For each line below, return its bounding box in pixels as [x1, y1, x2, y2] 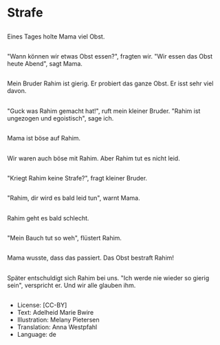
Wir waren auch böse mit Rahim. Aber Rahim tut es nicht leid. [7, 154, 180, 163]
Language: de [16, 331, 57, 339]
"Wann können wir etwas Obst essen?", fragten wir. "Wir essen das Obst [7, 52, 213, 60]
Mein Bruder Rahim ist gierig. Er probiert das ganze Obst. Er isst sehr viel [7, 79, 214, 87]
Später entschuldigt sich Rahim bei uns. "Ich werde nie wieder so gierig [7, 273, 210, 282]
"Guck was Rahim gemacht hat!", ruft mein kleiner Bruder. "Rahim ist [7, 107, 201, 115]
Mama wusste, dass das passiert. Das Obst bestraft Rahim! [7, 253, 174, 262]
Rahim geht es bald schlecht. [7, 213, 89, 222]
